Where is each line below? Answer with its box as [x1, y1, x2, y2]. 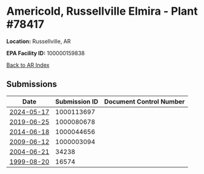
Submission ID [55, 97, 99, 105]
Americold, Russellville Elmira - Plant [6, 4, 198, 18]
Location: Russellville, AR [6, 37, 71, 45]
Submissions [6, 79, 57, 89]
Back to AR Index [6, 61, 50, 69]
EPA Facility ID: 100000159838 [6, 49, 85, 56]
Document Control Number [104, 97, 185, 105]
